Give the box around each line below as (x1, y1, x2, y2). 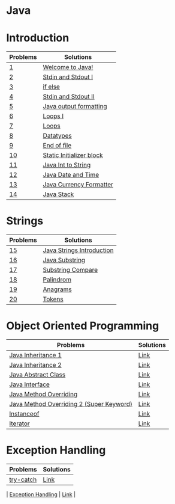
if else (43, 82, 60, 91)
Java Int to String (43, 161, 91, 169)
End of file (43, 141, 72, 150)
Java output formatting (43, 102, 107, 111)
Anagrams (43, 285, 72, 293)
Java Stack (43, 190, 74, 198)
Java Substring (43, 256, 86, 265)
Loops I (43, 112, 64, 120)
